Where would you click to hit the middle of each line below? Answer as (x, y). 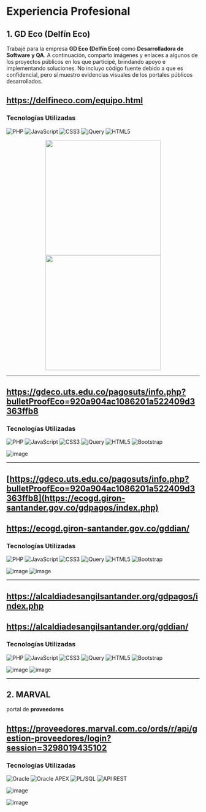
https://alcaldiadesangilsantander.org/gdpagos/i (102, 596)
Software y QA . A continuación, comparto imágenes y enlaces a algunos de (102, 55)
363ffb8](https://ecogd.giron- (66, 498)
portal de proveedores (35, 710)
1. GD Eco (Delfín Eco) (48, 34)
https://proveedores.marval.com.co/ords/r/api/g (102, 729)
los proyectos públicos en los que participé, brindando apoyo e (86, 62)
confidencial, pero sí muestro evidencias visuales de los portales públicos (100, 75)
